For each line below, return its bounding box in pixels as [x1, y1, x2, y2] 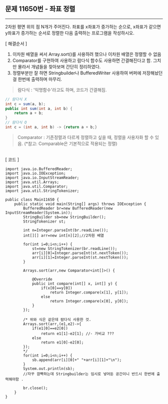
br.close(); [23, 385, 48, 390]
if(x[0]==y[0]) [40, 285, 72, 290]
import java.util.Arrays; [5, 179, 59, 184]
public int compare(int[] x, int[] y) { [31, 281, 117, 286]
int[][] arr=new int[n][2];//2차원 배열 [23, 233, 104, 238]
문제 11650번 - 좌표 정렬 [5, 4, 75, 13]
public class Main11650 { [5, 197, 59, 202]
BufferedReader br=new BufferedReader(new [23, 205, 113, 211]
